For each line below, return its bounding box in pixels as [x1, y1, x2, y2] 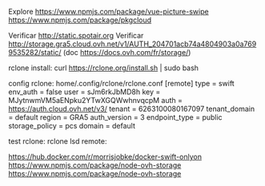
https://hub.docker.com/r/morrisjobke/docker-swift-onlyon [8, 152, 203, 161]
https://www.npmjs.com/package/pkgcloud [8, 15, 152, 25]
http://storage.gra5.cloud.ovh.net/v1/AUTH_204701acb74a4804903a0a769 [8, 39, 257, 49]
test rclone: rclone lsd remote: [8, 137, 107, 146]
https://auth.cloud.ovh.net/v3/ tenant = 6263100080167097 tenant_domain [8, 104, 255, 113]
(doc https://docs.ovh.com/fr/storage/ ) [62, 48, 191, 57]
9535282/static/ [8, 48, 62, 57]
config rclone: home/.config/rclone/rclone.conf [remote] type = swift [8, 79, 235, 88]
